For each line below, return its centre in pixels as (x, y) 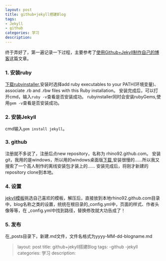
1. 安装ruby (19, 73)
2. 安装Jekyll (21, 117)
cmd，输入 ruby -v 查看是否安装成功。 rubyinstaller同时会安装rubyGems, (83, 97)
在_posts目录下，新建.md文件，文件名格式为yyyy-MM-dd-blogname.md (79, 236)
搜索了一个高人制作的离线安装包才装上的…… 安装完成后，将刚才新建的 (77, 166)
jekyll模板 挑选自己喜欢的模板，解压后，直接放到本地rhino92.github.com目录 (83, 198)
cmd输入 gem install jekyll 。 (36, 129)
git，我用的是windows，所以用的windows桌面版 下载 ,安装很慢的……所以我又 (83, 160)
